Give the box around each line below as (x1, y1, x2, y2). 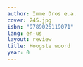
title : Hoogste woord (7, 43, 71, 50)
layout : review (7, 36, 52, 43)
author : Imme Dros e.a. (7, 10, 77, 17)
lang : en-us (7, 29, 42, 37)
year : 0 (7, 50, 30, 57)
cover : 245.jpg (7, 17, 52, 24)
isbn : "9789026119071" (7, 23, 74, 30)
